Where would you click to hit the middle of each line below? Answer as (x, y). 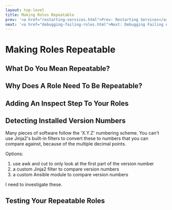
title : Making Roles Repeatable (40, 15)
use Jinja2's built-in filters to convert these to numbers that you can (77, 138)
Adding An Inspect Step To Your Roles (67, 103)
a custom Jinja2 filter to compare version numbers (66, 169)
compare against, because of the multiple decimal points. (66, 144)
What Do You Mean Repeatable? (58, 68)
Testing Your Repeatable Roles (55, 201)
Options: (14, 154)
